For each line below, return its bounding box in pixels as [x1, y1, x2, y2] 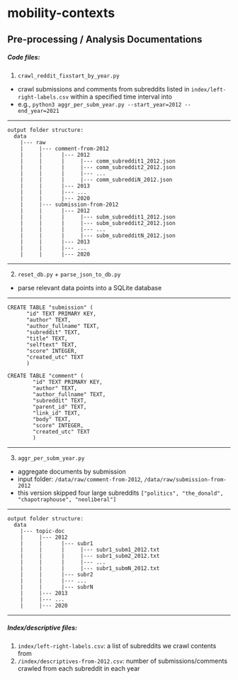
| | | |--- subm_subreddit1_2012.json [20, 213, 176, 221]
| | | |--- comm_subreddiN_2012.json [20, 176, 173, 183]
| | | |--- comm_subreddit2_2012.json [20, 163, 176, 171]
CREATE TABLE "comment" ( [7, 372, 84, 379]
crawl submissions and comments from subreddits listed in [17, 84, 190, 93]
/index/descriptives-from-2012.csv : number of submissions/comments [17, 657, 228, 665]
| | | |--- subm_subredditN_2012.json [20, 232, 176, 239]
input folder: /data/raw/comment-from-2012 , [17, 474, 143, 483]
